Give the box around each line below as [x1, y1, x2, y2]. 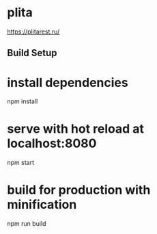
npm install [7, 97, 38, 105]
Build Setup [7, 47, 57, 59]
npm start [7, 159, 35, 167]
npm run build [7, 220, 46, 228]
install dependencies [7, 75, 128, 90]
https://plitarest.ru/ [7, 27, 60, 36]
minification [7, 197, 77, 213]
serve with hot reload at [7, 121, 145, 137]
